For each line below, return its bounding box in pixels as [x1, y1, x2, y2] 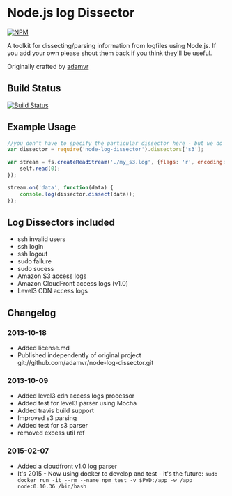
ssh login [17, 242, 44, 251]
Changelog [7, 307, 56, 318]
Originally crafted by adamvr [7, 62, 89, 70]
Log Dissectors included [7, 216, 115, 228]
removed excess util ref [17, 428, 85, 437]
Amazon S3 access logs [17, 272, 87, 280]
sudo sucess [17, 265, 54, 273]
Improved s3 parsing [17, 414, 77, 422]
